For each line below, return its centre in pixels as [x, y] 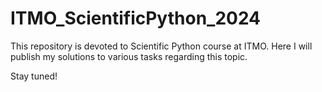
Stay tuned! [34, 76]
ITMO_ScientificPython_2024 [136, 18]
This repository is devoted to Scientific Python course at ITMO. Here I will [161, 46]
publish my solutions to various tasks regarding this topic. [129, 56]
